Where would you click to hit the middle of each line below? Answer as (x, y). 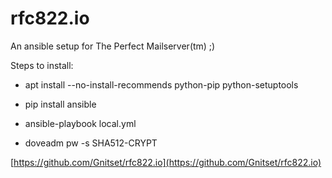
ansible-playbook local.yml (80, 123)
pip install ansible (60, 104)
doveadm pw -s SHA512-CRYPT (91, 143)
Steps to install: (42, 65)
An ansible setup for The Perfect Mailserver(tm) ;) (113, 46)
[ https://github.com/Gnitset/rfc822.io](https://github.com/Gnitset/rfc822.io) (166, 162)
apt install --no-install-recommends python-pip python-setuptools (161, 84)
